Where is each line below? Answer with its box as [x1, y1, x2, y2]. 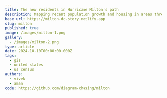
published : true [5, 26, 39, 31]
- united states [9, 62, 43, 67]
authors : [5, 72, 23, 77]
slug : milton [5, 21, 32, 26]
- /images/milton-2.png [9, 40, 59, 45]
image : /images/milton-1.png [5, 30, 66, 35]
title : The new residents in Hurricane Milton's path [5, 7, 119, 12]
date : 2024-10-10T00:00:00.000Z [5, 49, 72, 53]
